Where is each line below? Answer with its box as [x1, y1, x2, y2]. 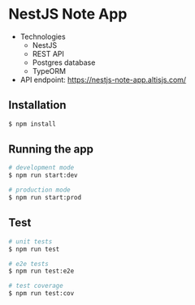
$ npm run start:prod [8, 194, 82, 202]
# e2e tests [8, 260, 49, 268]
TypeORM [32, 66, 67, 75]
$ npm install [8, 119, 57, 128]
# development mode [8, 164, 75, 172]
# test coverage [8, 281, 63, 290]
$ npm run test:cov [8, 290, 75, 298]
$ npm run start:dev [8, 171, 79, 179]
